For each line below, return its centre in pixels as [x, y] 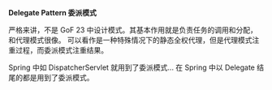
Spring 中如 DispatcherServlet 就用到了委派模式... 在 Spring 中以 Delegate [132, 67]
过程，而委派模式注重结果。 [61, 50]
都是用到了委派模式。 [58, 77]
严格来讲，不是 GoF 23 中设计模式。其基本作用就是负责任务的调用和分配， [133, 30]
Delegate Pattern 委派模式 [53, 13]
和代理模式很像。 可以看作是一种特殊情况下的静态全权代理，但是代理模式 [130, 40]
